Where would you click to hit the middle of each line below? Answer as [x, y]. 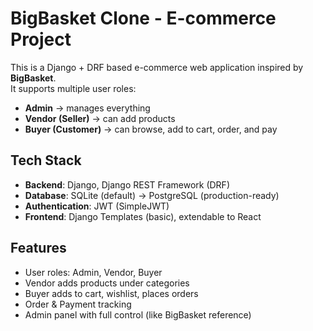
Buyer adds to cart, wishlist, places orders [111, 293]
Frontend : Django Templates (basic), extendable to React [143, 216]
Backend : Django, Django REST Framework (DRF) [127, 184]
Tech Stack [46, 160]
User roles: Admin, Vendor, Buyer [93, 272]
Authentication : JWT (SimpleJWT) [97, 206]
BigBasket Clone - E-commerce [143, 18]
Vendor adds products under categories [107, 283]
